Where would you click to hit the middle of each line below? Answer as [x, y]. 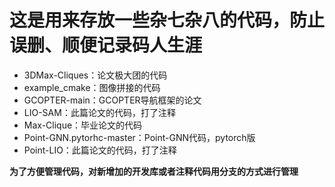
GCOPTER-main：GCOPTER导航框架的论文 [112, 100]
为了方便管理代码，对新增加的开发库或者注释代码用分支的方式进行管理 [154, 171]
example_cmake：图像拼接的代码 [92, 87]
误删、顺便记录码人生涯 [106, 45]
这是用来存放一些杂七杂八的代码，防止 [167, 20]
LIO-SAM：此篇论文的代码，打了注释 [99, 112]
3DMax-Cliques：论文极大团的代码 [95, 75]
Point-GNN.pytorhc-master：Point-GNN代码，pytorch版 [139, 137]
